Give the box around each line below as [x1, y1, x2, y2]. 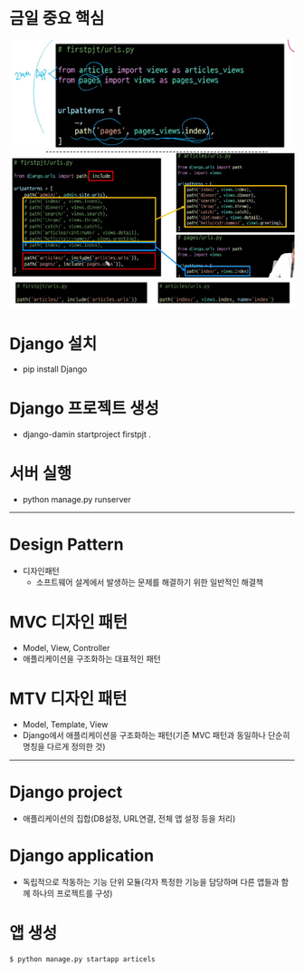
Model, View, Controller [22, 643, 110, 653]
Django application [9, 845, 155, 866]
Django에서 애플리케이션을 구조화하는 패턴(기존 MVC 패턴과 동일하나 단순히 [22, 729, 290, 740]
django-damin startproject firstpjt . [22, 429, 151, 440]
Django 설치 [9, 333, 98, 354]
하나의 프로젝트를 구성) [32, 888, 113, 899]
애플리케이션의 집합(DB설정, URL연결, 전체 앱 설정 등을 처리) [22, 812, 236, 823]
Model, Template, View [22, 718, 109, 730]
